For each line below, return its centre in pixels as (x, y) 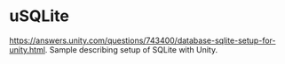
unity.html (28, 49)
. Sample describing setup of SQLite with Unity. (131, 49)
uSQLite (39, 16)
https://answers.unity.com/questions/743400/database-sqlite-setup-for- (142, 40)
